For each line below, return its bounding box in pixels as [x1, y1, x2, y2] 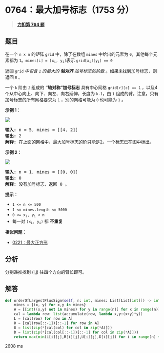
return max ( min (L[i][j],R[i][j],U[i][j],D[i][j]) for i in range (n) [14, 334, 156, 339]
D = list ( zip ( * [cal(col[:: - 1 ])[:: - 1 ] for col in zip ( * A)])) [14, 330, 139, 335]
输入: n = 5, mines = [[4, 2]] [5, 127, 78, 132]
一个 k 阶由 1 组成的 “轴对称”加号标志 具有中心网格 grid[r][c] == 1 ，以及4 [5, 85, 158, 90]
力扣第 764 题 [17, 22, 45, 27]
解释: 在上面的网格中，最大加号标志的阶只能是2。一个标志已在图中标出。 [5, 139, 154, 145]
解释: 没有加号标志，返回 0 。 [5, 181, 70, 187]
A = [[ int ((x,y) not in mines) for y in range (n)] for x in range [14, 307, 152, 312]
